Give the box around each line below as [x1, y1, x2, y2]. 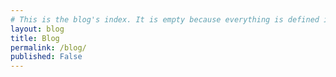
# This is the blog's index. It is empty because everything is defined [10, 14, 320, 25]
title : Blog [10, 33, 60, 43]
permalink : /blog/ [10, 42, 87, 53]
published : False [10, 52, 83, 62]
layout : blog [10, 24, 65, 34]
